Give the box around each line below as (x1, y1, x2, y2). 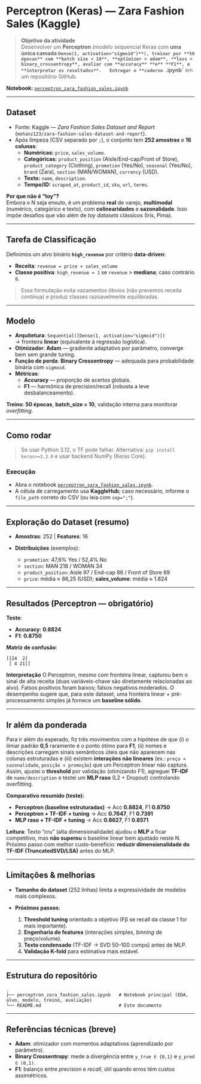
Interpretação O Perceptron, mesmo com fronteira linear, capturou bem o (6, 671, 188, 679)
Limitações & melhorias (6, 870, 96, 881)
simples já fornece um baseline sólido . (45, 697, 142, 704)
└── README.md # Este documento (6, 1002, 162, 1008)
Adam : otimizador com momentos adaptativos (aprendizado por (14, 1040, 173, 1047)
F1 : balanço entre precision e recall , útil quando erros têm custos (14, 1065, 175, 1073)
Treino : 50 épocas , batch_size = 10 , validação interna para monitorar (6, 401, 178, 408)
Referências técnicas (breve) (6, 1024, 117, 1034)
